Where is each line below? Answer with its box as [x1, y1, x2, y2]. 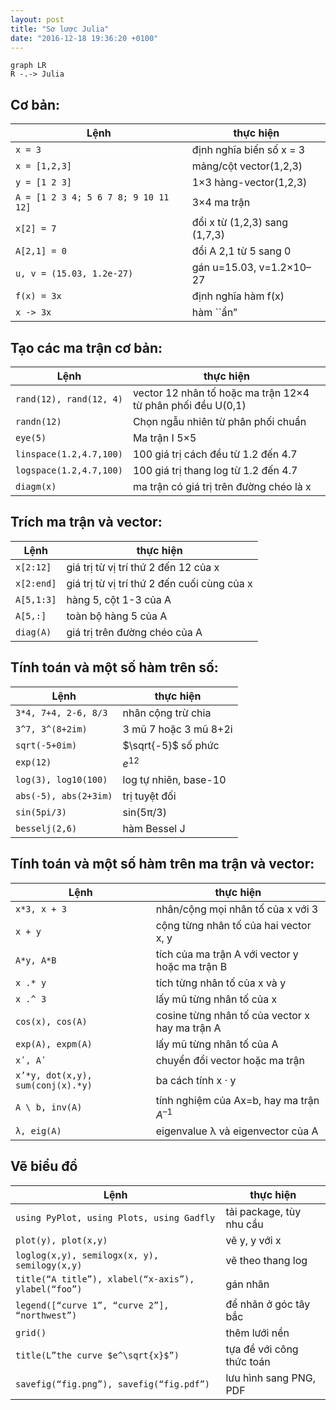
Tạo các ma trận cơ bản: [10, 339, 163, 356]
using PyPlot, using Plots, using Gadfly [15, 1212, 216, 1223]
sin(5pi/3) [15, 806, 67, 818]
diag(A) [15, 626, 52, 638]
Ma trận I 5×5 [132, 431, 197, 445]
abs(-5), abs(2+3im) [15, 790, 113, 801]
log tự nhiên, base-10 [122, 772, 227, 786]
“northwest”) [15, 1309, 78, 1321]
